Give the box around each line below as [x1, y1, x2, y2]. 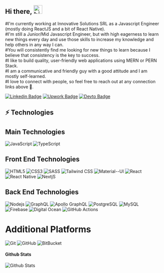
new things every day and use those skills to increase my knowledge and [5, 36, 154, 42]
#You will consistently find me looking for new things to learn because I [5, 47, 151, 53]
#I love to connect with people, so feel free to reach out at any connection [5, 78, 156, 84]
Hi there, [5, 7, 32, 16]
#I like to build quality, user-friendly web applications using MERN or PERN [5, 57, 157, 63]
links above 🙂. [5, 84, 34, 90]
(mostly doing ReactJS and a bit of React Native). [5, 26, 105, 32]
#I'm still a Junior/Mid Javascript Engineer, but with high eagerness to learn [5, 31, 159, 37]
